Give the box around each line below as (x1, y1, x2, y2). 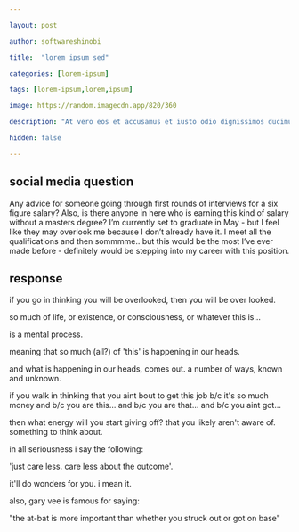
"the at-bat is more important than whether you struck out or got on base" (9, 513, 280, 524)
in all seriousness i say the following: (9, 444, 144, 454)
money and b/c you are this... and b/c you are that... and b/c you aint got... (9, 400, 282, 411)
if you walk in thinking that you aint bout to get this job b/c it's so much (9, 390, 269, 401)
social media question (9, 175, 134, 190)
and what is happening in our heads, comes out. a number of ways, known (9, 364, 283, 374)
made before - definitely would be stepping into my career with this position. (9, 245, 290, 256)
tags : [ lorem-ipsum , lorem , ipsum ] (9, 86, 133, 94)
